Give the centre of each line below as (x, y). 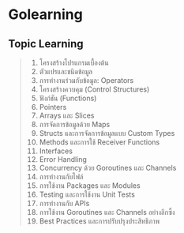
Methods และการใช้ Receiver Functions (100, 142)
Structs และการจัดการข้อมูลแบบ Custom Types (107, 133)
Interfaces (56, 151)
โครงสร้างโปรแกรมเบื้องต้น (74, 62)
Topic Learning (46, 44)
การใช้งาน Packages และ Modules (90, 186)
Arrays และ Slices (67, 115)
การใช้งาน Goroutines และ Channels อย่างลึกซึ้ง (107, 212)
